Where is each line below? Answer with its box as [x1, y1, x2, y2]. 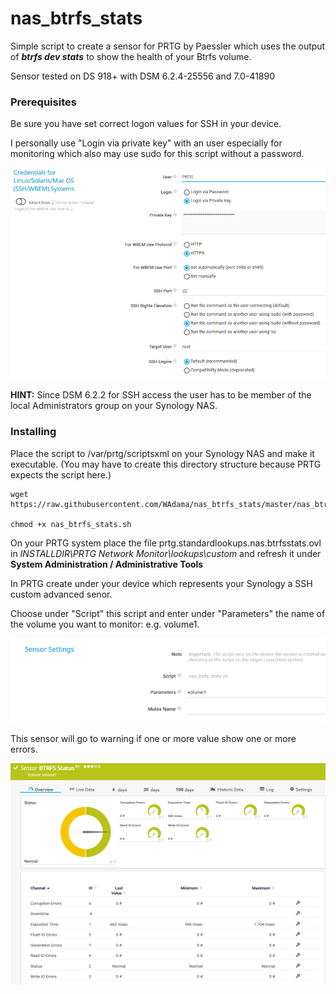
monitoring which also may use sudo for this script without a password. [10, 148, 305, 160]
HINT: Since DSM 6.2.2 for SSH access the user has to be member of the [10, 389, 312, 401]
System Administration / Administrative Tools [10, 558, 204, 570]
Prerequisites [10, 95, 77, 109]
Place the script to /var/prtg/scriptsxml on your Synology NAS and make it [10, 447, 315, 459]
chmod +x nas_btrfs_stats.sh [10, 519, 132, 529]
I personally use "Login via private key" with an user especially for [10, 137, 283, 149]
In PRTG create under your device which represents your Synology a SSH [10, 577, 313, 589]
